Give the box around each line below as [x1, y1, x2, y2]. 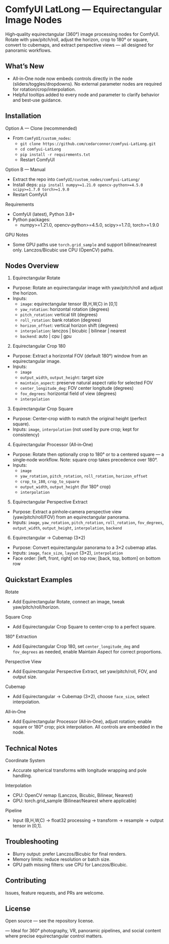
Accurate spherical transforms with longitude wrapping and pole [12, 767, 147, 773]
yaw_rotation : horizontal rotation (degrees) [20, 306, 109, 312]
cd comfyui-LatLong [20, 147, 62, 152]
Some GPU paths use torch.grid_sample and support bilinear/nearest [12, 241, 157, 247]
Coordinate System [5, 757, 45, 764]
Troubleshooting [5, 838, 59, 846]
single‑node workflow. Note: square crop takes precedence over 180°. [12, 457, 158, 463]
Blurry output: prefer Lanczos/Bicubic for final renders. [12, 851, 127, 857]
